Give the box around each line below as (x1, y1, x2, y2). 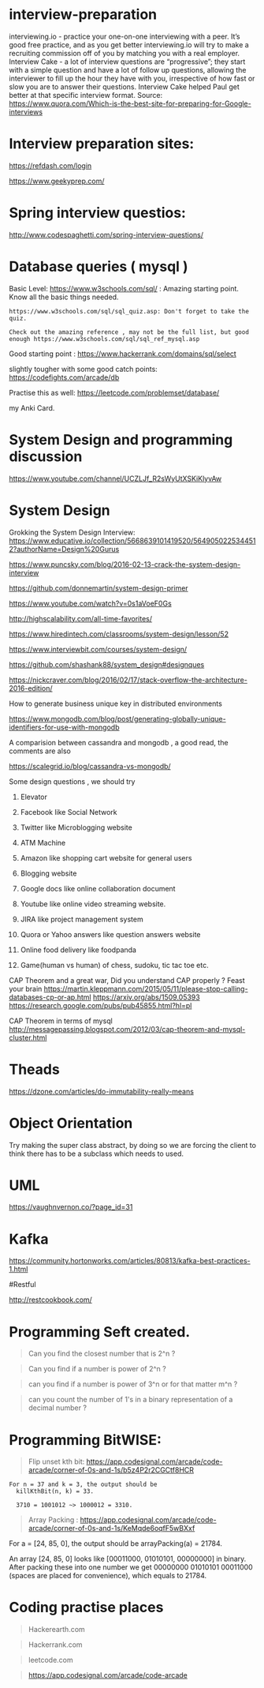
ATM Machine (20, 838, 66, 847)
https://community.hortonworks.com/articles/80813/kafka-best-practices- (9, 1256, 251, 1266)
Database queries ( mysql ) (9, 258, 188, 276)
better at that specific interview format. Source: (9, 90, 163, 99)
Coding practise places (9, 1599, 164, 1616)
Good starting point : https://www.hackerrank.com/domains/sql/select (9, 349, 237, 358)
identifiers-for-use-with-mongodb (9, 722, 120, 732)
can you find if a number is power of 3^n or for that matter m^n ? (28, 1379, 238, 1389)
